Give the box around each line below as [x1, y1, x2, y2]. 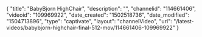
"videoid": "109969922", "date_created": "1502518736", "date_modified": [6, 11, 190, 18]
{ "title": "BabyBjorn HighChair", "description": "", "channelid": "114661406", [6, 5, 197, 12]
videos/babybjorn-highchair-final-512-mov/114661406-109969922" [6, 24, 175, 31]
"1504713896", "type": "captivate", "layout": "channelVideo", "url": [6, 18, 172, 24]
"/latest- [173, 18, 195, 24]
